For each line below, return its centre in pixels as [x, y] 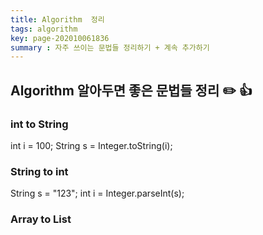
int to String [39, 124]
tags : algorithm [44, 29]
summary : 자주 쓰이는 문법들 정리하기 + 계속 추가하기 [110, 47]
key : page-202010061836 [60, 38]
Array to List [41, 219]
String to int [39, 171]
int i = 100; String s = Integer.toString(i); [91, 145]
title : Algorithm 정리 [57, 19]
